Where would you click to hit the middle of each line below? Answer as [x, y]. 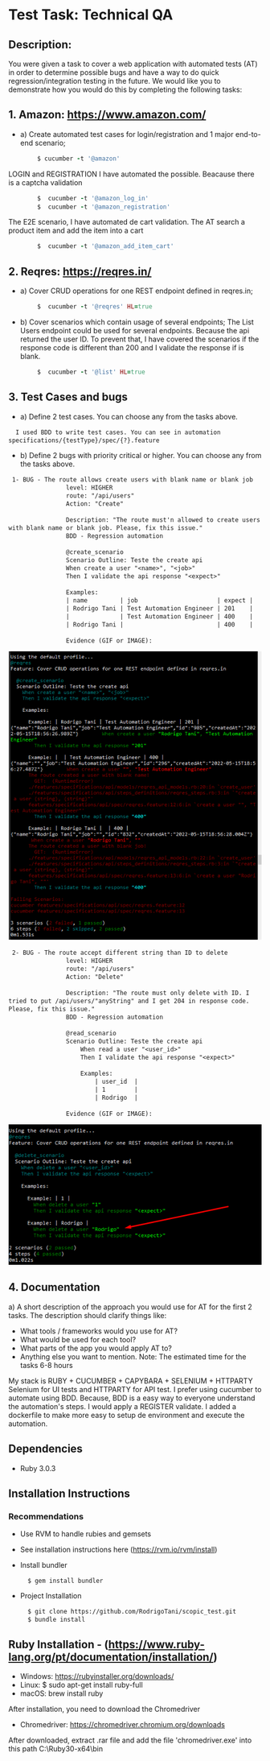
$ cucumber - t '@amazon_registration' [104, 207]
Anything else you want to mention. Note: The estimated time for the [133, 1356]
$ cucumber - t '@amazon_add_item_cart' [106, 246]
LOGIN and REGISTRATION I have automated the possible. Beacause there [131, 174]
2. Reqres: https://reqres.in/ [80, 271]
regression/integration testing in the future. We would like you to [115, 81]
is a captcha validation [45, 182]
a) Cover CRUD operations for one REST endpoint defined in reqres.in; [136, 291]
